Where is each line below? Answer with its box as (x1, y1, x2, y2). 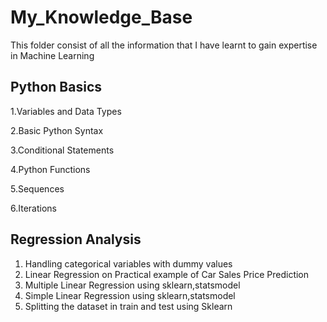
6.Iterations (10, 202, 57, 214)
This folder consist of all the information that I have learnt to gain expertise (10, 39, 318, 51)
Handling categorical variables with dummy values (24, 257, 233, 270)
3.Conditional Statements (10, 144, 115, 156)
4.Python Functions (10, 163, 91, 175)
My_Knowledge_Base (10, 6, 193, 29)
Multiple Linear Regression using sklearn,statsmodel (24, 279, 241, 291)
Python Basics (10, 79, 103, 96)
